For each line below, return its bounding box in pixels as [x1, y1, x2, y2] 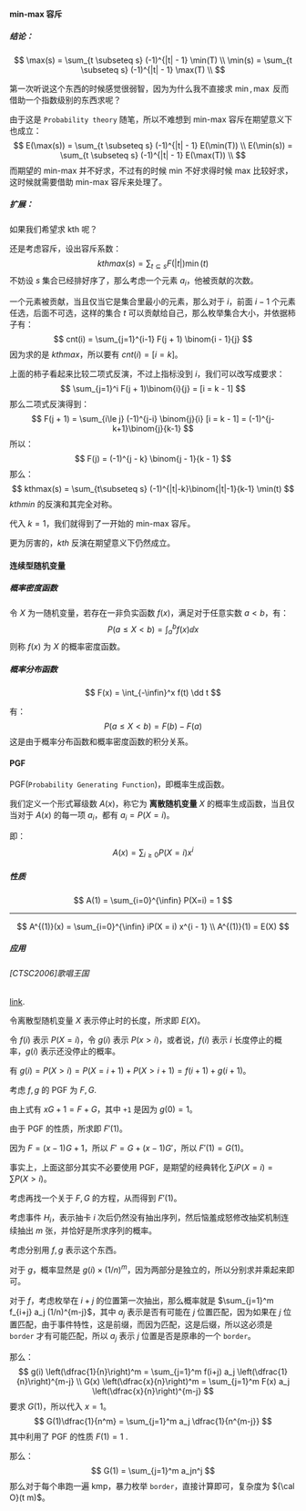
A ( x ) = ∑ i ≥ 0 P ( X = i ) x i [112, 845, 194, 860]
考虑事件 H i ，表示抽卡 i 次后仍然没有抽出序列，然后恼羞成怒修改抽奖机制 [9, 1212, 281, 1225]
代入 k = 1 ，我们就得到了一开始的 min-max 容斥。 [9, 518, 196, 529]
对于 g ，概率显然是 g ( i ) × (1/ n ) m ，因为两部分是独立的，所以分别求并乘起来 [9, 1262, 287, 1275]
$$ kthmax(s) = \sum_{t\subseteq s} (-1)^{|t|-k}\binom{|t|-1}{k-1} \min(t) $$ [12, 484, 294, 495]
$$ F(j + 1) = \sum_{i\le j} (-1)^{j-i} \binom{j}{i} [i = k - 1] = [31, 413, 248, 424]
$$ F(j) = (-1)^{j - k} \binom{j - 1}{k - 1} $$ [74, 454, 232, 465]
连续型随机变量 [9, 560, 66, 571]
